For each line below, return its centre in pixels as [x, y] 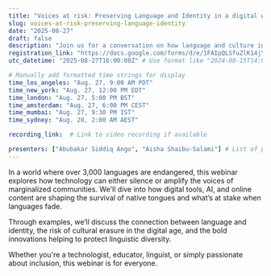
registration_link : [41, 53]
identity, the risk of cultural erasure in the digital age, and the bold [118, 230]
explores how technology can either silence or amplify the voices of [121, 180]
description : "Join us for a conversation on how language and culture [131, 46]
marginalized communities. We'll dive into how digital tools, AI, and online [130, 189]
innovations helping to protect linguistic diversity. [90, 239]
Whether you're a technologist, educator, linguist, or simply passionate [126, 254]
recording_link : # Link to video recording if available [108, 135]
